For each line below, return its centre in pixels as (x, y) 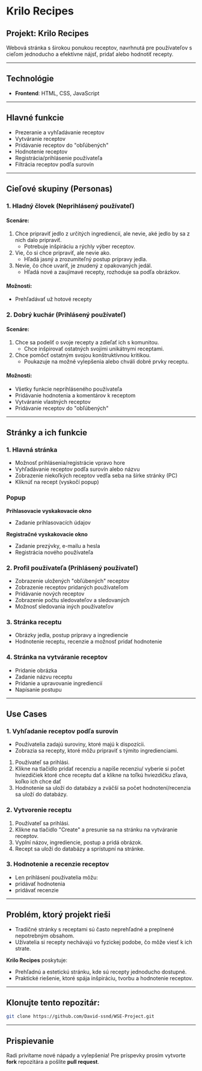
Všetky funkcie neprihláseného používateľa (69, 389)
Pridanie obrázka (36, 670)
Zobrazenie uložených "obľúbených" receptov (72, 581)
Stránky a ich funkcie (47, 433)
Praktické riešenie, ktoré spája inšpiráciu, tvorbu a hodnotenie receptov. (104, 978)
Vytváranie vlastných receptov (53, 402)
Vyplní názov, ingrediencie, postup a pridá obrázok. (79, 842)
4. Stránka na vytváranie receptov (57, 657)
